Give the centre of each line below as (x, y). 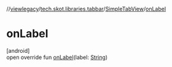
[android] (18, 50)
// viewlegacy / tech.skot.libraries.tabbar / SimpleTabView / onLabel (86, 9)
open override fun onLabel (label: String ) (57, 57)
